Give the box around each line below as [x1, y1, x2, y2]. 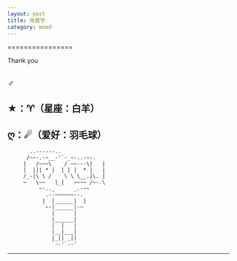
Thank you [7, 56, 39, 65]
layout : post [7, 10, 46, 18]
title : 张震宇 [7, 17, 46, 24]
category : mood [7, 23, 52, 30]
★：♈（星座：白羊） [7, 103, 100, 115]
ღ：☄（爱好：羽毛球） [7, 128, 107, 141]
